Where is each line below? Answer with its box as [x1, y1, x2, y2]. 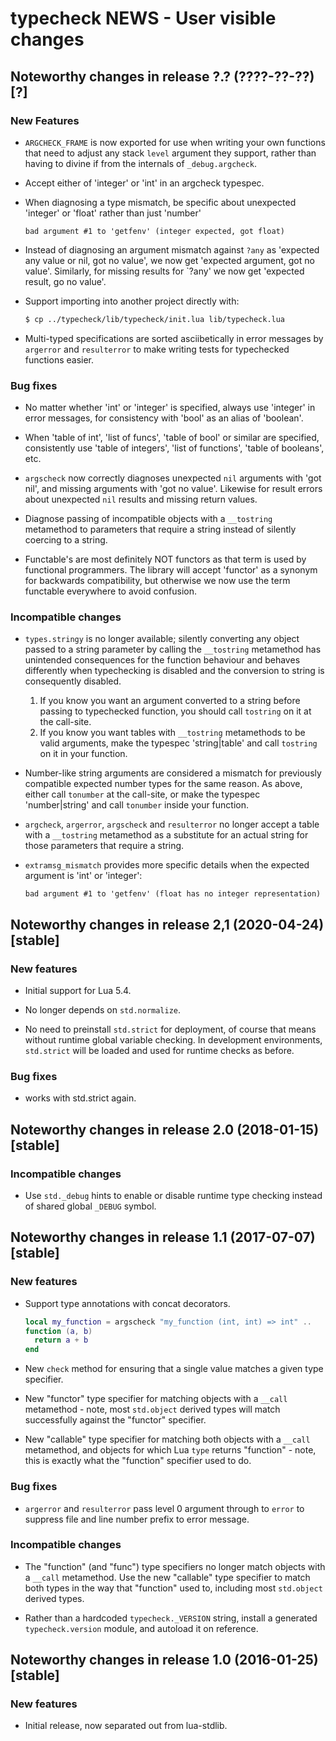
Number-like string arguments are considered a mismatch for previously [24, 767, 322, 779]
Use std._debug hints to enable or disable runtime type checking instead [24, 1190, 323, 1202]
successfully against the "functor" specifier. [24, 1414, 207, 1426]
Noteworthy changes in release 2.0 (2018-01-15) [10, 1121, 320, 1138]
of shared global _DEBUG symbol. [24, 1200, 157, 1212]
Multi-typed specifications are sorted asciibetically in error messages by [24, 332, 324, 344]
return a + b [34, 1335, 89, 1346]
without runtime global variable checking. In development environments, [24, 1034, 323, 1046]
